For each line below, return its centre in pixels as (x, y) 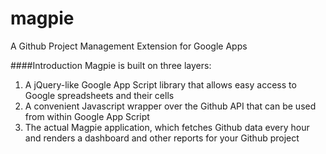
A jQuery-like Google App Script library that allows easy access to (160, 84)
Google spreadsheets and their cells (99, 95)
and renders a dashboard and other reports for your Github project (162, 138)
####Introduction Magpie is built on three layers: (111, 65)
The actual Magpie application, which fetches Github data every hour (167, 127)
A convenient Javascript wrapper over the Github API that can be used (170, 106)
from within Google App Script (87, 116)
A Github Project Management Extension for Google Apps (129, 46)
